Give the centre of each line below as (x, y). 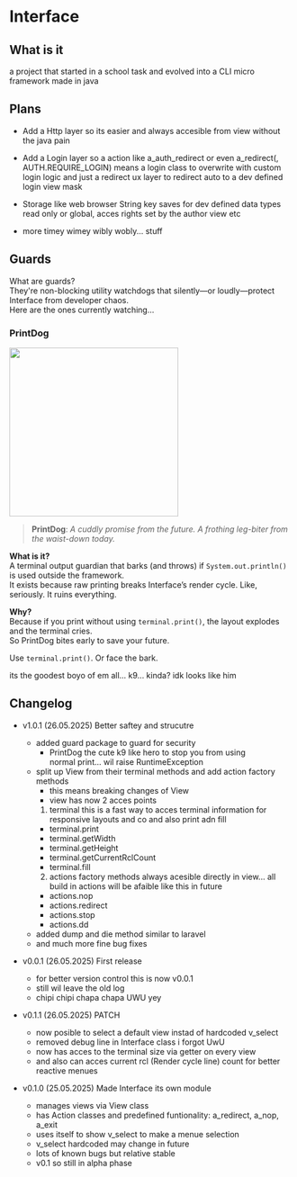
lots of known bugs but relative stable (105, 1153)
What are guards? (42, 281)
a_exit (47, 1124)
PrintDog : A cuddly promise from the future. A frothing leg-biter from (159, 529)
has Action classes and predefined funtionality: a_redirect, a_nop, (157, 1115)
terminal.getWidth (82, 838)
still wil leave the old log (80, 988)
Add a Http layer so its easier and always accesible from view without (151, 130)
